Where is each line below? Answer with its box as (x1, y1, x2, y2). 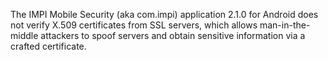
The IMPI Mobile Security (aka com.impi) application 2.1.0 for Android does (10, 9, 319, 20)
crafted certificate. (10, 40, 87, 52)
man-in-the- (259, 19, 311, 31)
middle (10, 30, 39, 41)
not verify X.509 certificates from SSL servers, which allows (10, 19, 258, 31)
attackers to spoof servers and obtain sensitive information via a (40, 30, 306, 41)
